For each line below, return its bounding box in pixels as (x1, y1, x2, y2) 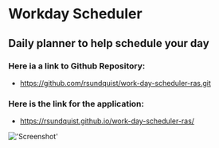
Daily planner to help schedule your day (8, 37, 209, 50)
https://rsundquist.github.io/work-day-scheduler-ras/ (19, 116, 195, 126)
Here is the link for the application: (8, 98, 145, 109)
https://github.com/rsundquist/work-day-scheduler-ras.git (19, 78, 211, 88)
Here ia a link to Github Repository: (8, 60, 146, 72)
